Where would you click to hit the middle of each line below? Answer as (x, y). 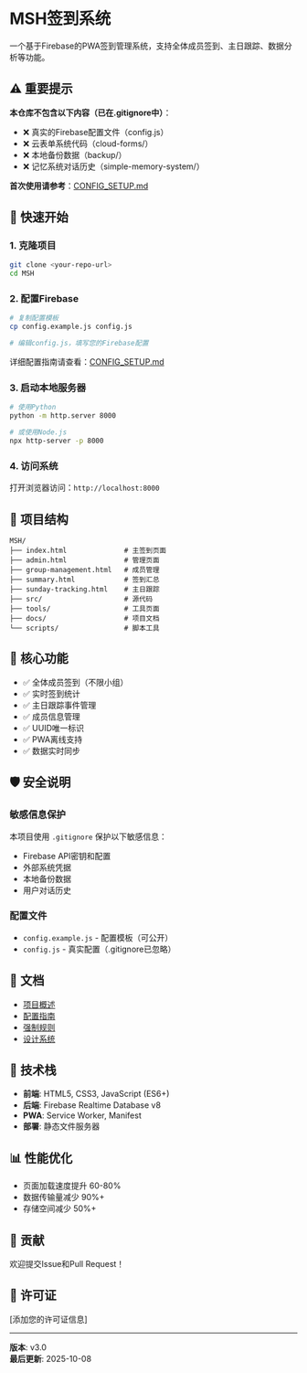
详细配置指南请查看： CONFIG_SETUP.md (87, 362)
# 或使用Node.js (38, 432)
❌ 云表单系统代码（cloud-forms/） (88, 144)
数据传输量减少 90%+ (64, 1197)
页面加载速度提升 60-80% (72, 1186)
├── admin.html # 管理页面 (85, 560)
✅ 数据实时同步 (51, 750)
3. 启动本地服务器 (48, 388)
